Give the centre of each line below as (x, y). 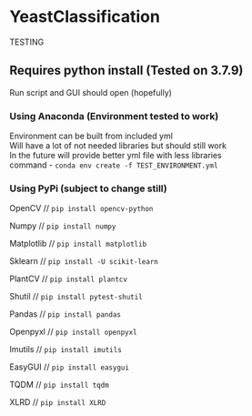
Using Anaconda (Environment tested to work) (114, 116)
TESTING (27, 42)
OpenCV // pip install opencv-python (81, 208)
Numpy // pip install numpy (63, 226)
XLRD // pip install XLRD (58, 402)
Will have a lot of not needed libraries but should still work (118, 146)
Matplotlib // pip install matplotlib (78, 244)
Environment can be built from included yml (91, 136)
